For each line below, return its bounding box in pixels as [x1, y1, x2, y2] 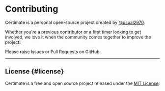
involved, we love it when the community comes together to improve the [5, 34, 151, 40]
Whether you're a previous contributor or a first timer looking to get [5, 29, 141, 35]
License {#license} [5, 67, 64, 76]
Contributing [5, 3, 58, 15]
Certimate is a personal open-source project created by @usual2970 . [5, 19, 145, 25]
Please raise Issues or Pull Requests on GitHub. [5, 49, 101, 55]
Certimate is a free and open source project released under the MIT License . [5, 80, 160, 86]
